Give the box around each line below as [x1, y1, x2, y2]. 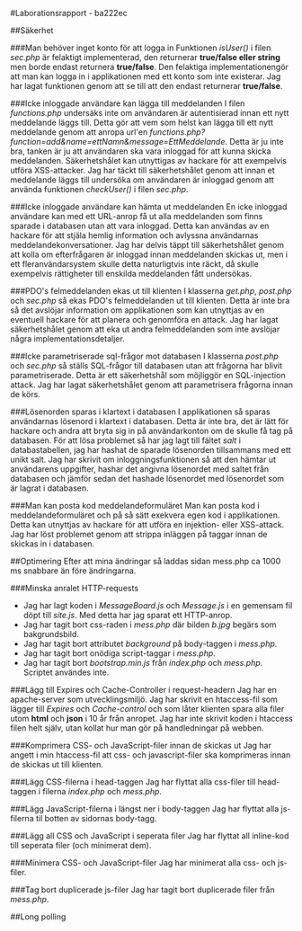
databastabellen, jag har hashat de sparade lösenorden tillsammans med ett [10, 445, 291, 455]
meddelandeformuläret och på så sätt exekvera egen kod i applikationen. [10, 510, 280, 520]
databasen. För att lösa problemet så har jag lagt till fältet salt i [10, 435, 242, 446]
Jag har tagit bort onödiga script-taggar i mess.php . [22, 648, 217, 659]
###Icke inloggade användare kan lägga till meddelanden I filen [10, 98, 245, 109]
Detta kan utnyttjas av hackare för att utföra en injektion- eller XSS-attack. [10, 519, 285, 529]
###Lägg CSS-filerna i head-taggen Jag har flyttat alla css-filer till [10, 776, 256, 787]
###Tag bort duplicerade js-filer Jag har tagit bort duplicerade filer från [10, 884, 275, 895]
